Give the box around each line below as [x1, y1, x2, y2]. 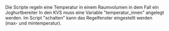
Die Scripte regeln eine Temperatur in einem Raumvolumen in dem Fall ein [5, 4, 159, 10]
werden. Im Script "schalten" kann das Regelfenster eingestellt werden [5, 15, 152, 20]
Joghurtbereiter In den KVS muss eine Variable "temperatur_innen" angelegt [5, 9, 164, 15]
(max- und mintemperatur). [5, 20, 62, 26]
